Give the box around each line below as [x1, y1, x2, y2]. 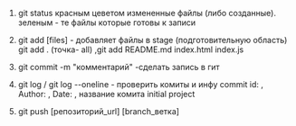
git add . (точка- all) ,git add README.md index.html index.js [17, 44, 244, 55]
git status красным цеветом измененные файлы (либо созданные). [17, 8, 276, 18]
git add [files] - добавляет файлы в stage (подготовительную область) [17, 35, 288, 45]
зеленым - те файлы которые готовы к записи [17, 17, 196, 28]
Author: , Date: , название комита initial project [17, 89, 196, 99]
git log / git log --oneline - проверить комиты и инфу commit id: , [17, 79, 264, 89]
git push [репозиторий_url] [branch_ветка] [17, 106, 179, 116]
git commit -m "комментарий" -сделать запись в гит [17, 62, 220, 72]
